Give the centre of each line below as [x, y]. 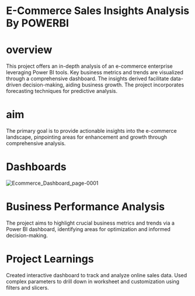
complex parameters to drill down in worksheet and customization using [93, 281]
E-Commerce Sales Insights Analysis [98, 11]
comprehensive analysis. [36, 143]
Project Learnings [50, 259]
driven [14, 85]
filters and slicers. [28, 287]
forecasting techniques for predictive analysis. [62, 91]
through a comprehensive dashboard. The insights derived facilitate [88, 79]
